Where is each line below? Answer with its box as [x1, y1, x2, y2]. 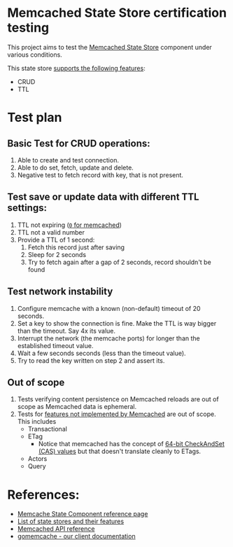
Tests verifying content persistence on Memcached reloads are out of [17, 395, 219, 403]
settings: [7, 202, 48, 214]
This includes [17, 417, 57, 426]
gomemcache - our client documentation [17, 532, 136, 541]
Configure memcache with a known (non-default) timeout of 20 [17, 304, 201, 312]
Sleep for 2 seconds [27, 250, 86, 258]
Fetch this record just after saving [27, 243, 125, 251]
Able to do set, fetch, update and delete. [17, 163, 134, 172]
